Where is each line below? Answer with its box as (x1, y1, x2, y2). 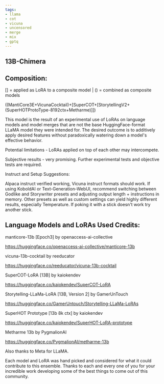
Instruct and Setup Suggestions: (5, 171, 70, 177)
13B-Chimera (5, 57, 46, 66)
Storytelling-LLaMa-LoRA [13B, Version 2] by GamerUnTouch (5, 291, 128, 297)
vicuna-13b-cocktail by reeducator (5, 253, 75, 259)
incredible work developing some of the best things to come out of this (5, 368, 148, 374)
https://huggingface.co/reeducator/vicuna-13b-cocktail (5, 262, 117, 268)
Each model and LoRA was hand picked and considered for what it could (5, 357, 152, 363)
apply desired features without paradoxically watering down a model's (5, 132, 147, 138)
